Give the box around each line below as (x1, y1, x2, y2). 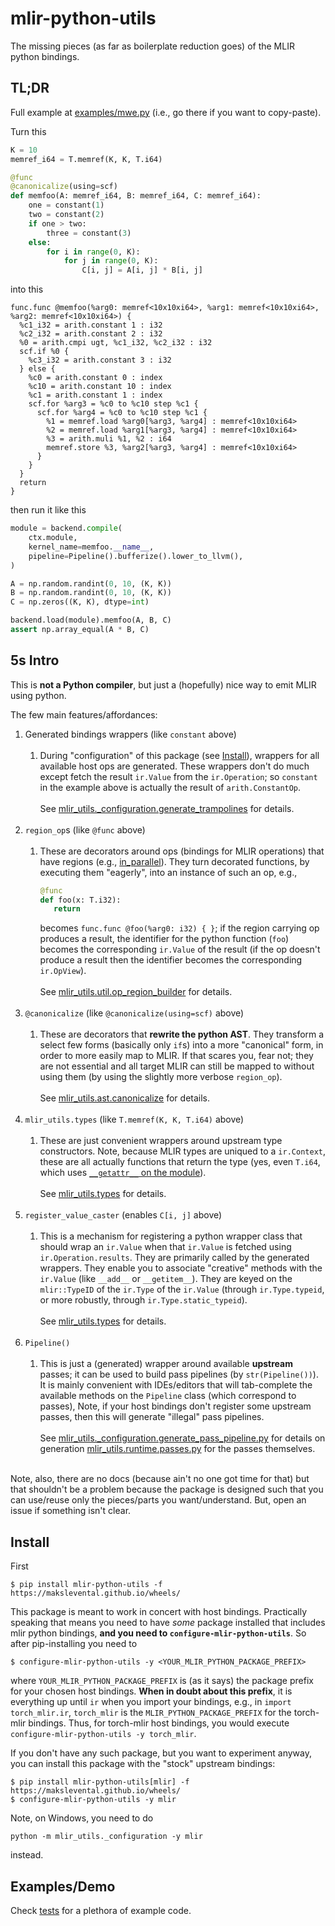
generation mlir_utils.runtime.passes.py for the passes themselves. (39, 1443, 316, 1455)
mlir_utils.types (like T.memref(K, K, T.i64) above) (24, 1113, 245, 1126)
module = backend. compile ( (10, 523, 123, 534)
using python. (10, 689, 67, 701)
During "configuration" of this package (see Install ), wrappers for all (39, 749, 320, 761)
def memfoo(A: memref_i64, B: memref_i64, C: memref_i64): (10, 191, 262, 201)
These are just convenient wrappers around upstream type (39, 1135, 283, 1147)
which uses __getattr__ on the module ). (39, 1167, 207, 1179)
